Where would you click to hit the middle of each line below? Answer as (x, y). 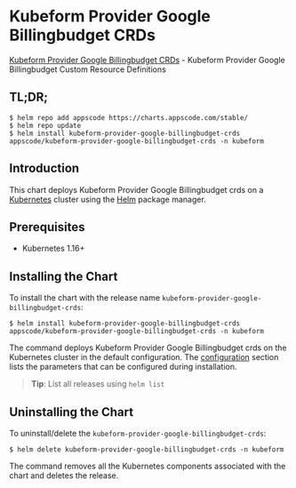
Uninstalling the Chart (72, 412)
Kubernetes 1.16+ (53, 248)
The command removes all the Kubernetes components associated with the (148, 466)
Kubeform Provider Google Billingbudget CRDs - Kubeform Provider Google (148, 60)
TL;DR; (29, 97)
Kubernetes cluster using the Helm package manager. (108, 199)
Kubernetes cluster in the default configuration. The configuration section (144, 357)
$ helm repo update (45, 125)
